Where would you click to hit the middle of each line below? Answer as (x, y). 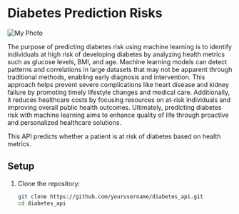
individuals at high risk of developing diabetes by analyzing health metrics (116, 54)
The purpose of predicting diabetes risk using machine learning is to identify (119, 46)
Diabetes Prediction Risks (85, 13)
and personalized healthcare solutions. (65, 122)
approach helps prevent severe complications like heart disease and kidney (118, 84)
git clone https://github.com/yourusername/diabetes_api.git (111, 197)
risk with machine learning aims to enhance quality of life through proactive (118, 115)
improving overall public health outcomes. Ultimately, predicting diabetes (115, 107)
